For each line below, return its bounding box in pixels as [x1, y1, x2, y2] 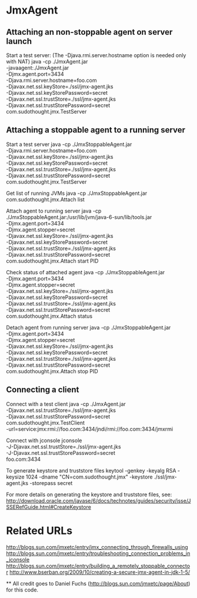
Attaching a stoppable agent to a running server [6, 125, 185, 135]
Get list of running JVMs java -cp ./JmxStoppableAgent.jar [6, 190, 148, 197]
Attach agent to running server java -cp [6, 207, 102, 214]
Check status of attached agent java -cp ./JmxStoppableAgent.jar [6, 268, 165, 275]
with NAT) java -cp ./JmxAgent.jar [6, 58, 88, 65]
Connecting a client [6, 385, 79, 395]
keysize [6, 473, 25, 480]
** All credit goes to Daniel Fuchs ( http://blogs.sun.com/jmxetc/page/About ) [6, 580, 191, 587]
